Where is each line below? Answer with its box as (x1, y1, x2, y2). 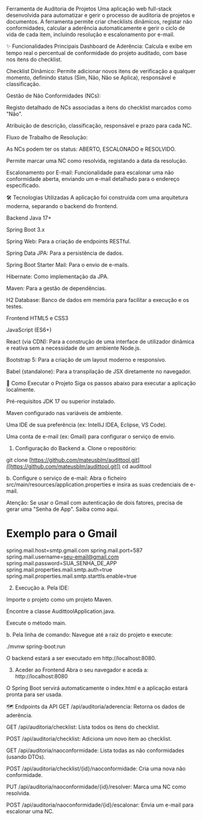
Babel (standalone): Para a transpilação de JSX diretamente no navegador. (6, 368, 192, 375)
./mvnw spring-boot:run (6, 643, 66, 650)
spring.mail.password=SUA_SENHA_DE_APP (6, 559, 117, 566)
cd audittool (121, 463, 152, 470)
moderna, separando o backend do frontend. (6, 203, 118, 209)
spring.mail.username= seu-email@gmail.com (6, 553, 119, 560)
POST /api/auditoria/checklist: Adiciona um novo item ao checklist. (6, 735, 172, 742)
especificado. (6, 182, 40, 189)
